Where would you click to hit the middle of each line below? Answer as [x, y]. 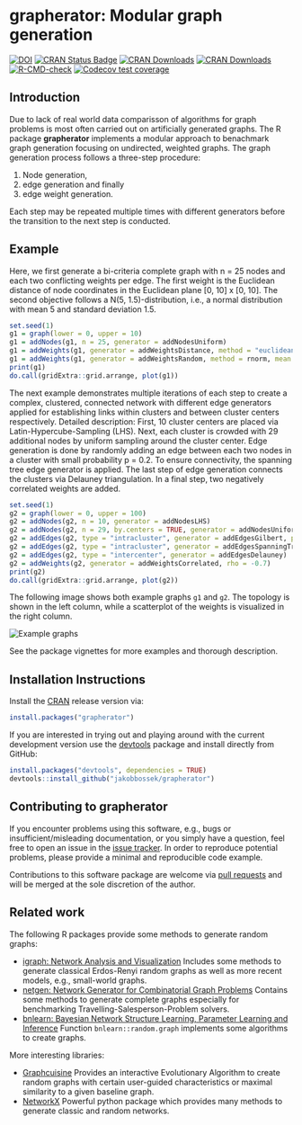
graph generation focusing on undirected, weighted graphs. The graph [140, 147]
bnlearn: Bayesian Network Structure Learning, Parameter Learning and [155, 1018]
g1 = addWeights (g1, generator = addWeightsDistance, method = [130, 351]
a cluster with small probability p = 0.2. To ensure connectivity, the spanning [151, 460]
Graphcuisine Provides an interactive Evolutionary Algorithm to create [151, 1072]
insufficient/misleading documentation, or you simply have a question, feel [147, 838]
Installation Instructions [78, 679]
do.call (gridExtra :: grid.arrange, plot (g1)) [94, 375]
